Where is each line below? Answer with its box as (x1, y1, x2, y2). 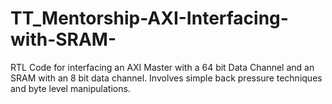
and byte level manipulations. (10, 82, 131, 94)
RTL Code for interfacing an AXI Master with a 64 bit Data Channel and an (10, 61, 315, 73)
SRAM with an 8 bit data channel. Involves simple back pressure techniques (10, 72, 323, 84)
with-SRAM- (10, 28, 117, 51)
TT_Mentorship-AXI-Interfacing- (10, 7, 289, 30)
